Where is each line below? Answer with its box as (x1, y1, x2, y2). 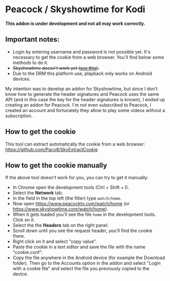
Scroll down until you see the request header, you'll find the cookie (12, 228, 153, 234)
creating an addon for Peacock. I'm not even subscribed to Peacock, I (5, 102, 151, 108)
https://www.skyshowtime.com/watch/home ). (12, 206, 109, 212)
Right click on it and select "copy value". (12, 238, 97, 245)
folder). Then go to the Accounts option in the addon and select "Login (12, 260, 161, 266)
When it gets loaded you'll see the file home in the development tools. (12, 211, 156, 217)
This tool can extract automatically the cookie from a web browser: (5, 141, 145, 147)
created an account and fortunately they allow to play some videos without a (5, 107, 165, 113)
